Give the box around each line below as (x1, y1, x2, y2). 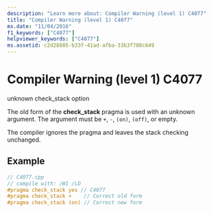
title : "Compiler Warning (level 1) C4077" (7, 16, 134, 23)
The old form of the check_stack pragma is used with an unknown (7, 107, 195, 115)
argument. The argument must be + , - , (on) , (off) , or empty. (7, 115, 178, 123)
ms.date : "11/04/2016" (7, 23, 72, 30)
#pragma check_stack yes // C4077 (7, 186, 106, 193)
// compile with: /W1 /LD (7, 180, 81, 187)
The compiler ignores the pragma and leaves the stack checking (7, 128, 189, 136)
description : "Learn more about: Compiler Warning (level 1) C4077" (7, 10, 207, 17)
